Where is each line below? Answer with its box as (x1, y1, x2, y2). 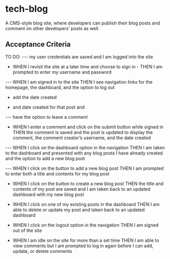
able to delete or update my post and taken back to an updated (12, 206, 145, 213)
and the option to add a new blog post (5, 155, 86, 161)
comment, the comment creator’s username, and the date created (12, 135, 151, 141)
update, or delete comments (12, 248, 72, 254)
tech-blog (5, 3, 48, 15)
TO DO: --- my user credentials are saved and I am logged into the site (5, 54, 154, 60)
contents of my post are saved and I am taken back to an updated (12, 186, 151, 192)
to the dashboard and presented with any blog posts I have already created (5, 150, 163, 156)
